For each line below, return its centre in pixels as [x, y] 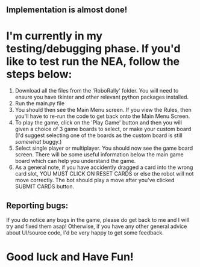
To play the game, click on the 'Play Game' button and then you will [98, 123]
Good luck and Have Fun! [70, 257]
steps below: [39, 74]
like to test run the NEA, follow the [93, 61]
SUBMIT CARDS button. [44, 186]
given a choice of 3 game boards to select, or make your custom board [103, 129]
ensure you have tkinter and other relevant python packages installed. [102, 97]
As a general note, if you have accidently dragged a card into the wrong [104, 167]
